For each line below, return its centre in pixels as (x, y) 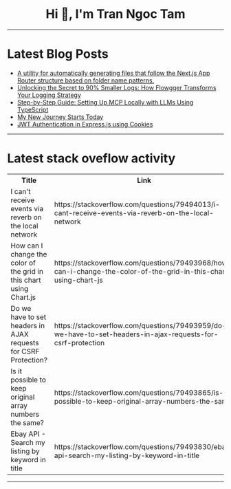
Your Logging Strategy (49, 95)
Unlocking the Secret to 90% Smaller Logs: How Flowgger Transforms (117, 87)
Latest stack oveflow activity (91, 159)
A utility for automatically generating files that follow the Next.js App (113, 73)
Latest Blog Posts (58, 54)
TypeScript (33, 109)
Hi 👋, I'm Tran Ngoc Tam (115, 14)
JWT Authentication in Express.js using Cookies (85, 124)
